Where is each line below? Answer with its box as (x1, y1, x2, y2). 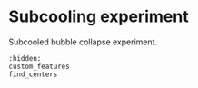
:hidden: (8, 54, 42, 63)
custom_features (8, 62, 70, 71)
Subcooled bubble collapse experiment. (8, 36, 158, 47)
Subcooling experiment (8, 6, 189, 27)
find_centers (8, 70, 58, 79)
